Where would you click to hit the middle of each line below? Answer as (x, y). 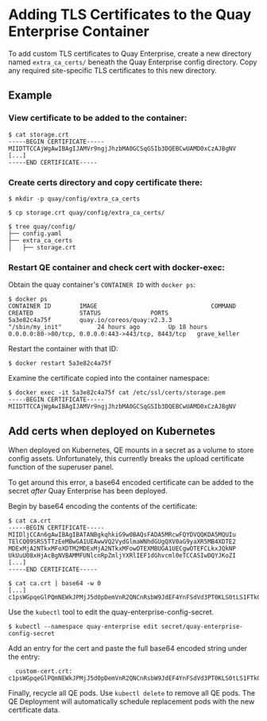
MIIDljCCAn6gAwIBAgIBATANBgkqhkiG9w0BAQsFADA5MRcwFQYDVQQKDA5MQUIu (122, 535)
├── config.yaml (35, 233)
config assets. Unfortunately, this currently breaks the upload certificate (126, 459)
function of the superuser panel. (61, 467)
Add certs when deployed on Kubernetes (112, 431)
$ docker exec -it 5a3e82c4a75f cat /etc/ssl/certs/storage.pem (117, 393)
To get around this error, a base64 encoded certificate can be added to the (131, 483)
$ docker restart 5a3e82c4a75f (60, 363)
